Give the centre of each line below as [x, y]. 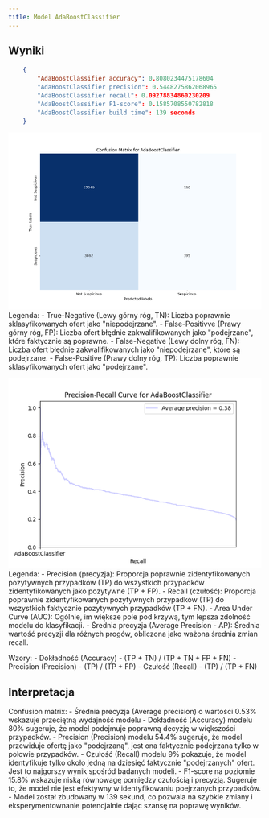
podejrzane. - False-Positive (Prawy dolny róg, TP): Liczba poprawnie [124, 358]
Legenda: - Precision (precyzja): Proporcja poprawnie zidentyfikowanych [129, 574]
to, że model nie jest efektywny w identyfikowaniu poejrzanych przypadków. [135, 788]
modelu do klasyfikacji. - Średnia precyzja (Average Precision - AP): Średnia [134, 626]
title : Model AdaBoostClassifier [64, 17]
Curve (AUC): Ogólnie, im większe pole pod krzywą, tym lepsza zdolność [129, 617]
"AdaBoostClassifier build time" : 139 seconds [116, 113]
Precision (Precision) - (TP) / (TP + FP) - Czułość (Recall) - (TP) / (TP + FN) [133, 667]
